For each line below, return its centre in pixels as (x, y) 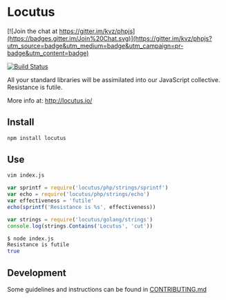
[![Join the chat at (32, 31)
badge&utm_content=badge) (48, 53)
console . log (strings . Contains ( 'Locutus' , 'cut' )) (80, 226)
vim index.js (26, 176)
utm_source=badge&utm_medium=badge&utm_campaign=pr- (95, 46)
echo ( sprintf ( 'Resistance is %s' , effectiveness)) (82, 207)
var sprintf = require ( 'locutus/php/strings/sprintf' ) (88, 188)
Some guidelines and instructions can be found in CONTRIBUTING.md (107, 289)
